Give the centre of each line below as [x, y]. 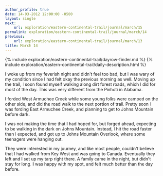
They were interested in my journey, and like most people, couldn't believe [80, 148]
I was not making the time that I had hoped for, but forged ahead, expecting [81, 124]
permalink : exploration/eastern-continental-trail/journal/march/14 [76, 32]
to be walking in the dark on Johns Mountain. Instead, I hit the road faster [79, 128]
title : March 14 [21, 46]
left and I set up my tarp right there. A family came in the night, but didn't [78, 159]
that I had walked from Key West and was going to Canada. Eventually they [80, 154]
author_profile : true [27, 9]
